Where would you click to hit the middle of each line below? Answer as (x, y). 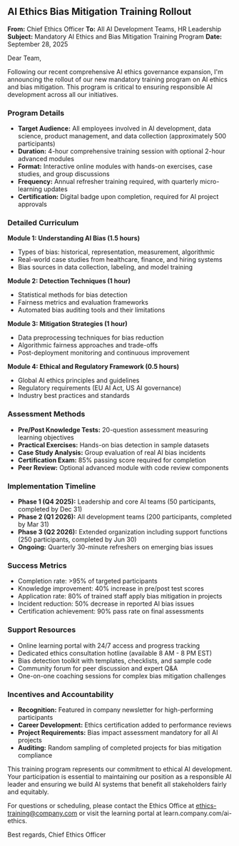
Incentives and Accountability (61, 694)
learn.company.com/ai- (197, 813)
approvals (32, 204)
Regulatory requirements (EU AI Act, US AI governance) (100, 388)
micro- (209, 182)
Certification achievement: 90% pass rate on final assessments (111, 611)
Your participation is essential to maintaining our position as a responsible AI (119, 776)
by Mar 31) (34, 524)
